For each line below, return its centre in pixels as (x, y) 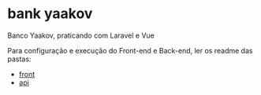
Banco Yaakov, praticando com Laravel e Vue (81, 35)
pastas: (19, 59)
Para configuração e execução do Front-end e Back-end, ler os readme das (130, 50)
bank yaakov (50, 14)
